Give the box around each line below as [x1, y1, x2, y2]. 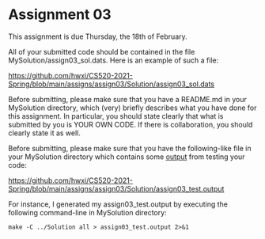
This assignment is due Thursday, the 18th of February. [8, 32, 187, 41]
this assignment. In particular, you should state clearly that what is [8, 111, 224, 120]
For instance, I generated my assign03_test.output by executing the [8, 199, 228, 209]
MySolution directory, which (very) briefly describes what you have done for [8, 103, 257, 112]
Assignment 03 [8, 6, 112, 24]
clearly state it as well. [8, 128, 81, 138]
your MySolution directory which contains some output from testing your [8, 152, 245, 161]
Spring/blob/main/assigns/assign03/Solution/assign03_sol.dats [8, 79, 215, 89]
